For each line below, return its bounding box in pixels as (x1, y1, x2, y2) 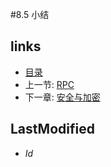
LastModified (10, 121, 95, 138)
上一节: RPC (24, 78, 75, 90)
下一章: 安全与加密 (24, 91, 101, 103)
